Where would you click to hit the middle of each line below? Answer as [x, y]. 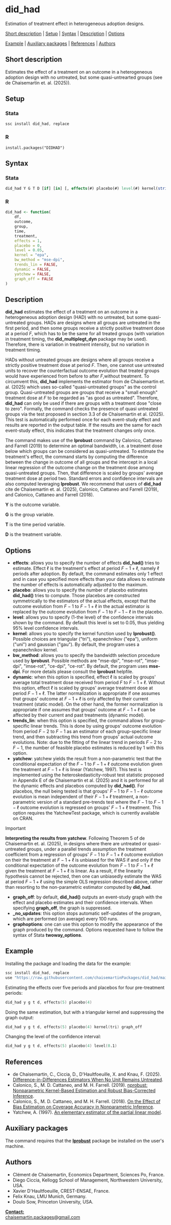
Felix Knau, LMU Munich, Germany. [50, 1196]
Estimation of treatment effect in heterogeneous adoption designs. [75, 24]
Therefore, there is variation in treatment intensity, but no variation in [77, 344]
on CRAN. [23, 818]
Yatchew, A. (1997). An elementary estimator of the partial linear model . [87, 1112]
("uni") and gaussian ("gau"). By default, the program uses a [76, 644]
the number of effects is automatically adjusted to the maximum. [80, 585]
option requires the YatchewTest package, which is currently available [86, 813]
